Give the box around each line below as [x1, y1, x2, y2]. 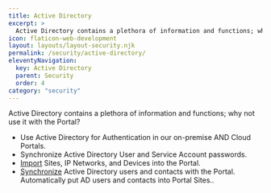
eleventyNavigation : [8, 57, 78, 65]
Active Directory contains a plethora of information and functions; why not [8, 109, 256, 118]
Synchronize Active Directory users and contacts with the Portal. [19, 166, 236, 177]
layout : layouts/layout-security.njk [8, 42, 135, 50]
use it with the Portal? [8, 117, 81, 127]
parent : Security [15, 72, 74, 80]
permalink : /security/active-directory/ [8, 49, 147, 57]
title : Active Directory [8, 11, 92, 20]
